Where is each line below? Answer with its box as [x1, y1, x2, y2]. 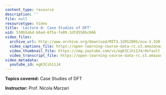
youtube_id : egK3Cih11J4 [9, 62, 61, 67]
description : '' [5, 12, 39, 17]
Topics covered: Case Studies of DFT [5, 76, 83, 82]
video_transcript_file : [9, 53, 58, 58]
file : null [5, 16, 28, 21]
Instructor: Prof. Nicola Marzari [5, 85, 69, 91]
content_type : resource [5, 7, 54, 12]
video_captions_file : [9, 44, 54, 49]
